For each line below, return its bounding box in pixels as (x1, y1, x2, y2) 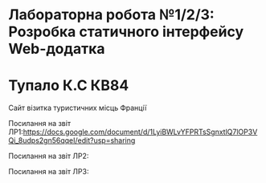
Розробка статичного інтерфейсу (8, 22, 244, 41)
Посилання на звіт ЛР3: (8, 167, 89, 177)
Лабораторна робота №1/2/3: (8, 6, 215, 24)
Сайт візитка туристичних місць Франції (8, 103, 147, 113)
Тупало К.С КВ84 (8, 76, 129, 95)
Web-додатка (8, 40, 106, 58)
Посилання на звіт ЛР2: (8, 151, 89, 161)
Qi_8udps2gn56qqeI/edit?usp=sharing (8, 136, 136, 145)
